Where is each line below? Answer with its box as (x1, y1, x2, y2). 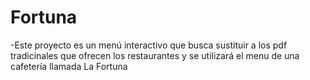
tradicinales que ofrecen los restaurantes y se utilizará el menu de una (10, 49, 300, 61)
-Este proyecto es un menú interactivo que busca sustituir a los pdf (10, 39, 288, 51)
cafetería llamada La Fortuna (10, 60, 128, 72)
